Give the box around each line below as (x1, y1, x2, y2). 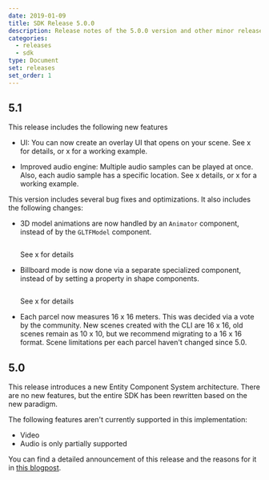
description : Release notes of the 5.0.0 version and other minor (8, 26, 235, 35)
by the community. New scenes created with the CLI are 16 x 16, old (19, 320, 243, 330)
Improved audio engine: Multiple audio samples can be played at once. (19, 162, 254, 172)
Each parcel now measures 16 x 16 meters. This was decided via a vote (19, 312, 255, 322)
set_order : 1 (8, 71, 52, 79)
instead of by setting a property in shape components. (19, 274, 200, 283)
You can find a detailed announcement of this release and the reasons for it (8, 454, 257, 464)
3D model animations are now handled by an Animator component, (19, 218, 240, 229)
